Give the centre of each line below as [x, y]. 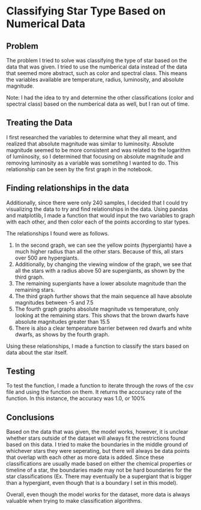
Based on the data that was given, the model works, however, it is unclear [97, 432]
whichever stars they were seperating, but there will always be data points [98, 451]
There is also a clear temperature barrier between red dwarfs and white [103, 328]
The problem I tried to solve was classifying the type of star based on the [97, 60]
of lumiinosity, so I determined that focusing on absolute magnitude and [95, 156]
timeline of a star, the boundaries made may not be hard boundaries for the [99, 470]
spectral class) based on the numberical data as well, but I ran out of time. [98, 104]
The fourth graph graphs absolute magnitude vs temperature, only [97, 309]
